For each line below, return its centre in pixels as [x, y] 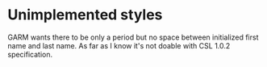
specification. [30, 54]
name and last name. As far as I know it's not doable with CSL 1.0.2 [119, 45]
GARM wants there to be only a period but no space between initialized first [133, 37]
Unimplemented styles [85, 15]
